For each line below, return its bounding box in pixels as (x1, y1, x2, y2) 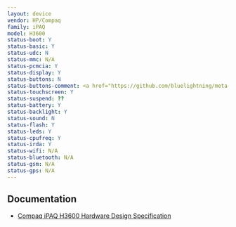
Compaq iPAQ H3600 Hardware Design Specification (17, 212, 171, 220)
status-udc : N (7, 50, 49, 57)
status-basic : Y (7, 43, 55, 50)
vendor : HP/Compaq (7, 17, 61, 24)
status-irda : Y (7, 141, 52, 148)
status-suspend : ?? (7, 96, 65, 103)
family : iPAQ (7, 23, 46, 30)
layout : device (7, 10, 52, 18)
